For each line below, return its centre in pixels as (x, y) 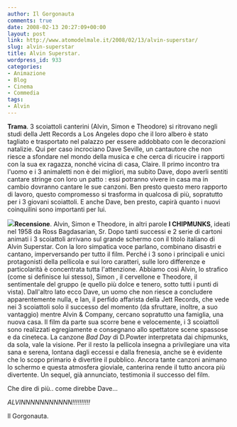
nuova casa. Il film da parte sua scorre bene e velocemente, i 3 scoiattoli (113, 322)
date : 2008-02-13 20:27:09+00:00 (57, 27)
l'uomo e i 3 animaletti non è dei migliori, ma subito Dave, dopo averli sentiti (118, 172)
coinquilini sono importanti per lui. (57, 209)
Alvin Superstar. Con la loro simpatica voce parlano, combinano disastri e (115, 246)
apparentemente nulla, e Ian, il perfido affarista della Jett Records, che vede (118, 299)
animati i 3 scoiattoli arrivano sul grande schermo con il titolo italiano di (111, 239)
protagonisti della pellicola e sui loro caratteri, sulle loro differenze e (106, 261)
